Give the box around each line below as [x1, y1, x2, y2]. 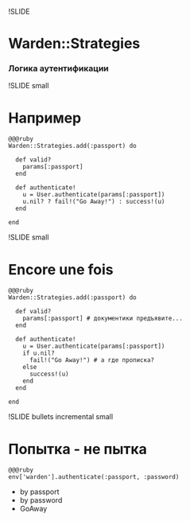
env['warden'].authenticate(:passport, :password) [8, 473, 180, 481]
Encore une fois [8, 260, 114, 278]
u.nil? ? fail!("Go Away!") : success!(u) [22, 198, 165, 206]
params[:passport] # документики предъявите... [22, 314, 183, 323]
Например [8, 109, 82, 126]
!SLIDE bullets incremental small [8, 412, 114, 422]
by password [19, 496, 63, 505]
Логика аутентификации [8, 63, 109, 74]
